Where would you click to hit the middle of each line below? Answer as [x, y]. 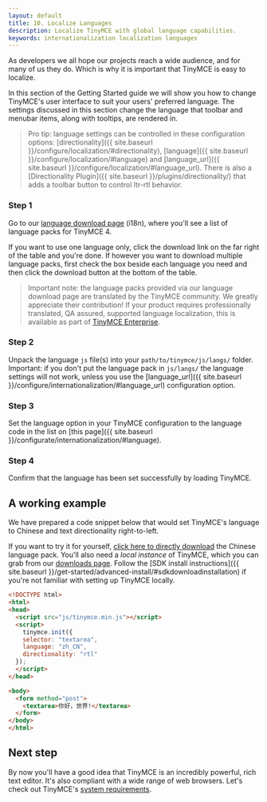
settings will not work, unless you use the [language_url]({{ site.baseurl [125, 377]
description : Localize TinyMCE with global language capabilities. [123, 30]
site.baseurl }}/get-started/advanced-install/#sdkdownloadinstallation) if [128, 572]
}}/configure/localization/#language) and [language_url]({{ [124, 160]
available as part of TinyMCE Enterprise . [94, 322]
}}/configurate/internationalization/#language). [85, 441]
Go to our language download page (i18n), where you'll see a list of [118, 223]
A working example [57, 503]
